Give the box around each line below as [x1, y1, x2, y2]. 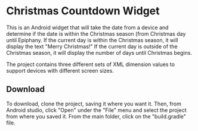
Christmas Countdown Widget [6, 4, 160, 18]
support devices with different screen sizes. [6, 67, 115, 74]
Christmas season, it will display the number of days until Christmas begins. [6, 49, 193, 56]
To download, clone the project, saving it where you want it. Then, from [6, 100, 182, 107]
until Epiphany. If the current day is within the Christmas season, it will [6, 36, 178, 43]
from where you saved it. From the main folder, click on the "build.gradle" [6, 113, 187, 120]
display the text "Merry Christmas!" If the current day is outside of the [6, 43, 178, 50]
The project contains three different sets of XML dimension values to [6, 61, 175, 68]
